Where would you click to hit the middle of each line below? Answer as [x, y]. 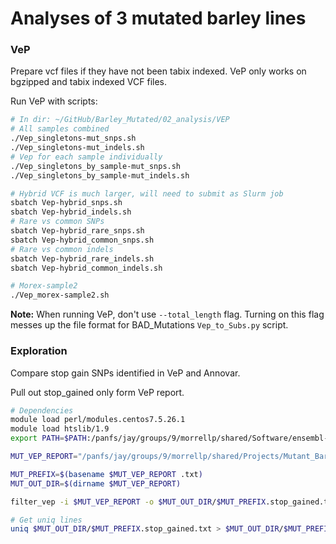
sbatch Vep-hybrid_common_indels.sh [86, 268]
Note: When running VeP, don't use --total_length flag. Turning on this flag [167, 314]
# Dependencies [42, 410]
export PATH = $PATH [48, 438]
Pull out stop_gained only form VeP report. [97, 392]
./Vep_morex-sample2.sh [60, 295]
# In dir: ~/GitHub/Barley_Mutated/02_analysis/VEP [120, 120]
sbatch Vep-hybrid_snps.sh [66, 203]
